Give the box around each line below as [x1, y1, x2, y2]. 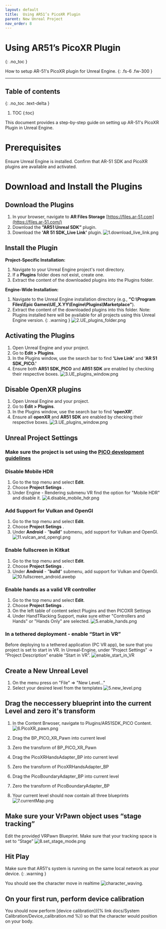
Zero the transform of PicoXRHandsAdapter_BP [12, 763, 109, 769]
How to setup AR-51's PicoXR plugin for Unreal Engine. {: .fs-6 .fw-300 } [5, 68, 153, 74]
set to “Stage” [5, 838, 34, 844]
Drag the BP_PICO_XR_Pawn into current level [12, 735, 106, 741]
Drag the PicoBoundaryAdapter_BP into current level [12, 773, 120, 779]
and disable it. [12, 495, 41, 501]
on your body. [5, 918, 34, 925]
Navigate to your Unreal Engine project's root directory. [12, 266, 125, 272]
